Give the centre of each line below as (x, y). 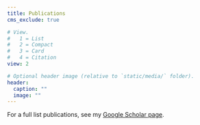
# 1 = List (26, 38)
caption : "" (30, 89)
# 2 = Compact (30, 45)
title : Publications (37, 13)
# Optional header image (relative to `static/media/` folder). (101, 76)
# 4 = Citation (32, 58)
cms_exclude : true (33, 20)
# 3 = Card (26, 51)
